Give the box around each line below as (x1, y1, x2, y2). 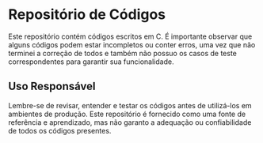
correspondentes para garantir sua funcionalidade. (8, 57, 174, 66)
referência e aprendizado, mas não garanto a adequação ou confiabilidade (8, 117, 252, 127)
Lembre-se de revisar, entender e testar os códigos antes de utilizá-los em (8, 100, 252, 110)
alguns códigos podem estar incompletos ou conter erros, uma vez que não (8, 40, 256, 49)
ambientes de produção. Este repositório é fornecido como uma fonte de (8, 109, 246, 119)
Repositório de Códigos (8, 6, 166, 24)
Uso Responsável (8, 80, 96, 93)
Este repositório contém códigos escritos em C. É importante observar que (8, 32, 253, 41)
